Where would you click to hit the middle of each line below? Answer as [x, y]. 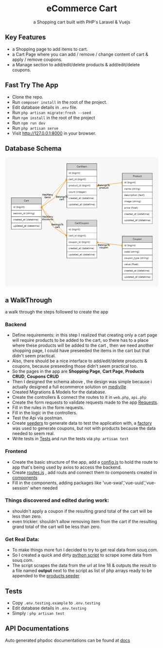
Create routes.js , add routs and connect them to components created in [84, 472]
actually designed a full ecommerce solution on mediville [69, 387]
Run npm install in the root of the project [54, 118]
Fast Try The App [32, 85]
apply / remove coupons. [37, 59]
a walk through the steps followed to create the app [57, 312]
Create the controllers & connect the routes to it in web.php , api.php [79, 397]
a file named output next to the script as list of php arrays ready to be [82, 570]
